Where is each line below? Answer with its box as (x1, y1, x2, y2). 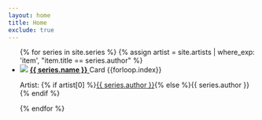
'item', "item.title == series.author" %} (19, 56, 143, 65)
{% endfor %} (19, 104, 65, 114)
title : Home (8, 19, 47, 27)
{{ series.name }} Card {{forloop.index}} (29, 65, 162, 75)
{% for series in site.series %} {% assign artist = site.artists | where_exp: (19, 48, 256, 57)
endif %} (31, 89, 61, 98)
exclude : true (8, 26, 55, 34)
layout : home (8, 11, 51, 20)
